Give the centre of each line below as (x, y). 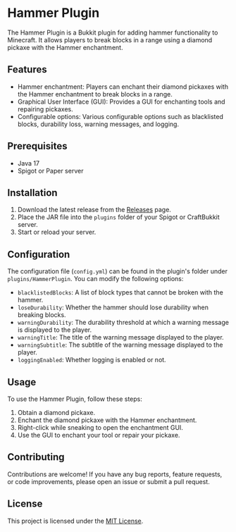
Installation (32, 193)
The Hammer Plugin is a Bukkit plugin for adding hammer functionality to (113, 32)
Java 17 (29, 163)
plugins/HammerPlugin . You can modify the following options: (95, 279)
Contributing (36, 457)
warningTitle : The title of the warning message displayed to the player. (120, 338)
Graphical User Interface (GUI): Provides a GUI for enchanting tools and (121, 101)
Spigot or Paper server (50, 171)
